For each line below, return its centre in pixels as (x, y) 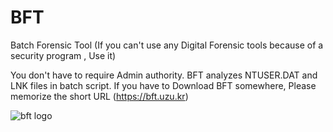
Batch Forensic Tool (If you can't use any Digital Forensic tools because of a (167, 45)
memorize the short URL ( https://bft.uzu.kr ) (99, 96)
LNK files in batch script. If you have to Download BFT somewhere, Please (163, 85)
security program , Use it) (63, 55)
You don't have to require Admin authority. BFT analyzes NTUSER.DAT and (164, 75)
